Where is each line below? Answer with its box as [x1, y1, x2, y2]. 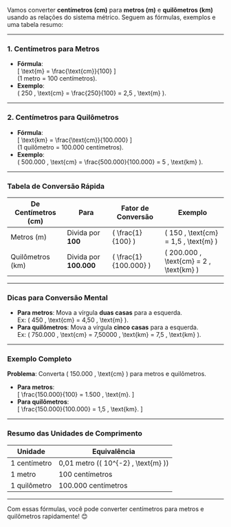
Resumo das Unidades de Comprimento [7, 428, 143, 438]
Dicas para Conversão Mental [7, 293, 109, 302]
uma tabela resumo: [7, 21, 64, 28]
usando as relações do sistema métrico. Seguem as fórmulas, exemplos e [7, 13, 216, 21]
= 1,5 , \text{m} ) [164, 236, 218, 246]
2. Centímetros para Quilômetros [7, 113, 119, 123]
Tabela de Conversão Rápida [7, 181, 105, 191]
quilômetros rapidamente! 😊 [7, 512, 88, 520]
